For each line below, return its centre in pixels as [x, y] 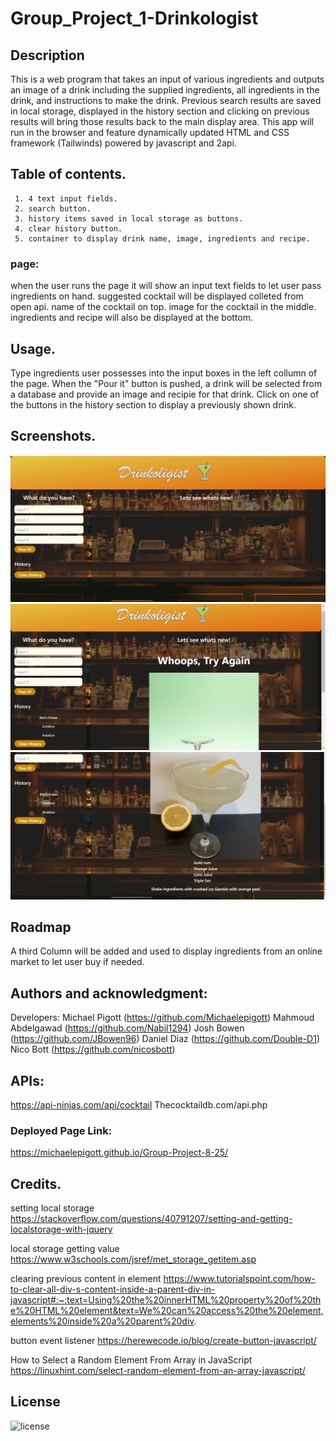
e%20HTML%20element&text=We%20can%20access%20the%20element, [167, 1311]
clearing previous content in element [86, 1279]
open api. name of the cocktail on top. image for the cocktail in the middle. [163, 307]
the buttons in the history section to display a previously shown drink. [153, 404]
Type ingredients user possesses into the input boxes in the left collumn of [164, 373]
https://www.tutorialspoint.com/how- [239, 1279]
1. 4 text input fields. [66, 198]
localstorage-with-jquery [61, 1229]
